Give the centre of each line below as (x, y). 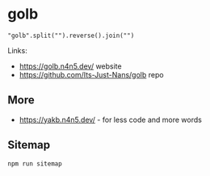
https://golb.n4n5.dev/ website (70, 66)
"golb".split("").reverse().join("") (71, 36)
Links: (17, 50)
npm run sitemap (35, 163)
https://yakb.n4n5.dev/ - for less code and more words (111, 119)
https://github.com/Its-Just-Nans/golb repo (91, 74)
